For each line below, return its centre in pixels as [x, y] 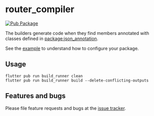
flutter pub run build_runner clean [44, 76]
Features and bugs [36, 96]
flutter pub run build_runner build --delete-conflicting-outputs [77, 80]
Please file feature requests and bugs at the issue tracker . [66, 108]
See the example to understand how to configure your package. [72, 48]
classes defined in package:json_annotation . [52, 38]
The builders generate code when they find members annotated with [77, 33]
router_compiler [40, 9]
